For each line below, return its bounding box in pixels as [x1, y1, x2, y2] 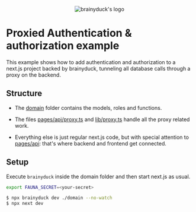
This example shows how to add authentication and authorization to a [6, 58, 176, 65]
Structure [6, 88, 43, 99]
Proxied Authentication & [6, 27, 132, 40]
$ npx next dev [6, 201, 44, 207]
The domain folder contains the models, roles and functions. [14, 104, 162, 111]
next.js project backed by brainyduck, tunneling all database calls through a [6, 65, 191, 72]
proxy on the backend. [6, 71, 61, 78]
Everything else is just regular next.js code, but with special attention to [14, 134, 189, 141]
